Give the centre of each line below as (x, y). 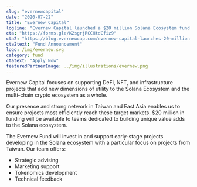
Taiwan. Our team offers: (36, 149)
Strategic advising (36, 160)
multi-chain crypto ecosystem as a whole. (57, 95)
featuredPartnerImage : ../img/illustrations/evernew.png (77, 66)
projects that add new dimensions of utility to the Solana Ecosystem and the (98, 89)
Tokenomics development (46, 173)
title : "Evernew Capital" (38, 22)
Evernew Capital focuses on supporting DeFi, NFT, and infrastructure (89, 83)
